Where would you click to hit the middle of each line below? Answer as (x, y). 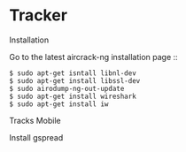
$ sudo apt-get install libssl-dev (75, 80)
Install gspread (36, 137)
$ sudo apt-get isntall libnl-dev (73, 73)
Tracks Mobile (35, 120)
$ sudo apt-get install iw (59, 104)
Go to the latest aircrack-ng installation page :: (94, 57)
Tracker (39, 15)
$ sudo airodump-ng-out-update (67, 88)
